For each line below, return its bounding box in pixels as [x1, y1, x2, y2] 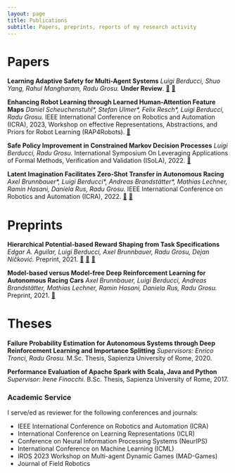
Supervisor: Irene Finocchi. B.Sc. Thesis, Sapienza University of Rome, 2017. [7, 375, 229, 384]
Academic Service [7, 393, 72, 403]
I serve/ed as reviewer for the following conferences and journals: [7, 408, 198, 417]
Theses [7, 316, 52, 332]
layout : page [7, 10, 46, 18]
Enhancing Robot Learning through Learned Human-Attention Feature [7, 98, 216, 106]
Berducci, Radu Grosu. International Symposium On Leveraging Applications [7, 149, 229, 157]
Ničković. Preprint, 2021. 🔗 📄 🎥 [7, 255, 96, 264]
